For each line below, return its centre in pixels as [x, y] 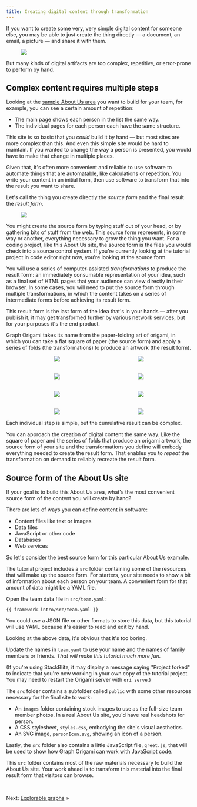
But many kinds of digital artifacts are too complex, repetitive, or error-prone [98, 63]
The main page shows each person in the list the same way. [87, 120]
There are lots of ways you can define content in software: [77, 510]
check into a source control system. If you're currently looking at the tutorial [98, 251]
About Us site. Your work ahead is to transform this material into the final [94, 769]
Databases [28, 540]
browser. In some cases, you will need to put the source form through [90, 287]
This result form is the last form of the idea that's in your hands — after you [97, 312]
